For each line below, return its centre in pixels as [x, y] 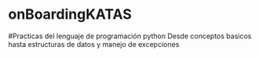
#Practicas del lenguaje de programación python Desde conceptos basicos [130, 36]
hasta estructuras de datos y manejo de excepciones [94, 44]
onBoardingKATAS [70, 14]
